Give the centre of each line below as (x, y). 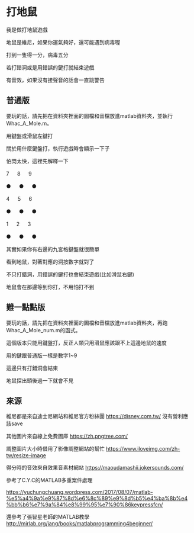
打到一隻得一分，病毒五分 (37, 54)
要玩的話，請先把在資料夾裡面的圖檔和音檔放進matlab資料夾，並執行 (90, 115)
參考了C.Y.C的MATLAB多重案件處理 (49, 480)
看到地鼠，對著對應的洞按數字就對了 (50, 262)
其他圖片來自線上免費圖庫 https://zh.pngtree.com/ (67, 436)
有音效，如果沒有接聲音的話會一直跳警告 (55, 80)
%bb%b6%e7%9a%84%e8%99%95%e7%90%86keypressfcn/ (85, 505)
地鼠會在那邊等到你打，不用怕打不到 (50, 287)
